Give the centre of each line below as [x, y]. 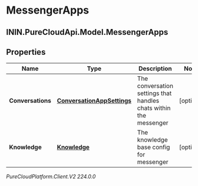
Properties [26, 52]
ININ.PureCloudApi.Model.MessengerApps [87, 32]
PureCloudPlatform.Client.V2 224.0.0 [51, 177]
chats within [154, 108]
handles [148, 101]
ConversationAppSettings [94, 101]
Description [155, 68]
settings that [154, 93]
